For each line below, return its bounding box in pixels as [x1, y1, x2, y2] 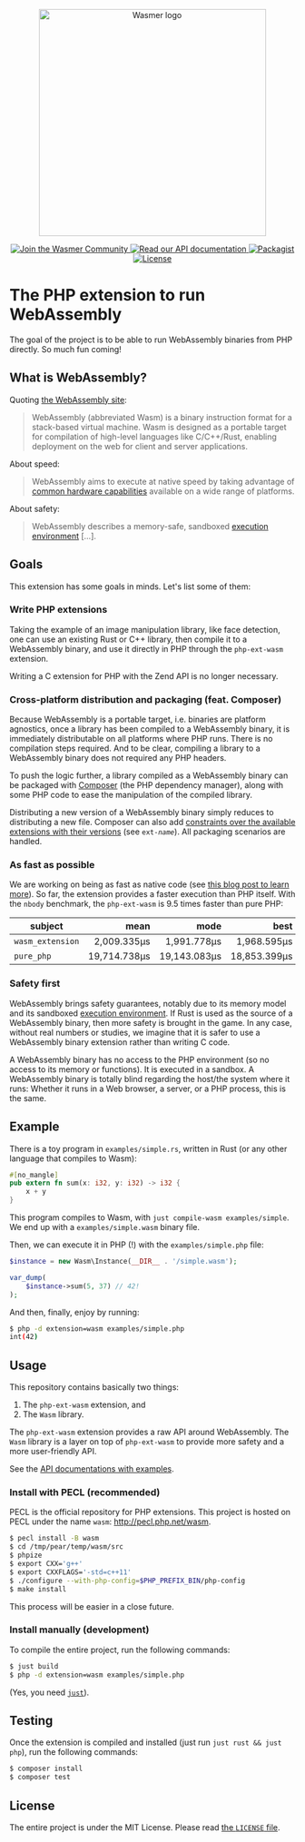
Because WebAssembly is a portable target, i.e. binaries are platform [9, 714, 266, 725]
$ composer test [9, 1773, 71, 1782]
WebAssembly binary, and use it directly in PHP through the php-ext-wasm [9, 643, 284, 654]
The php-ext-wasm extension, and [22, 1399, 146, 1411]
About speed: [9, 458, 61, 469]
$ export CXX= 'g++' [9, 1560, 84, 1569]
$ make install [9, 1584, 67, 1593]
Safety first [9, 977, 61, 990]
